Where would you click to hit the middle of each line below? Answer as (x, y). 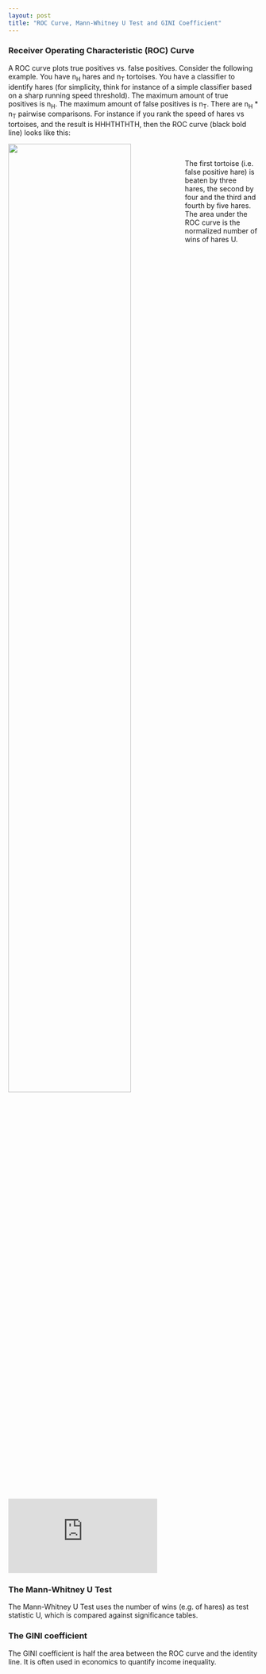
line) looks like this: (40, 133)
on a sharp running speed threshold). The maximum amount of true (118, 95)
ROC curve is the (212, 222)
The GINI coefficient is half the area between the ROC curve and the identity (133, 1653)
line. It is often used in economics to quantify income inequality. (112, 1661)
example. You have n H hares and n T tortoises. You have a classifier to (122, 77)
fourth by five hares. (218, 206)
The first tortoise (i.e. (219, 164)
